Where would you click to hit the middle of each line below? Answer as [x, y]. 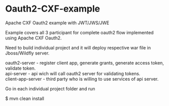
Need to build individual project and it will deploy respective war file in [78, 47]
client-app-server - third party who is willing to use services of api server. [82, 79]
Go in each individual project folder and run [50, 88]
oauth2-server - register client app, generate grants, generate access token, [84, 63]
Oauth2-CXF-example [53, 9]
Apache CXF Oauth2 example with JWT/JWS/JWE [57, 23]
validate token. [21, 68]
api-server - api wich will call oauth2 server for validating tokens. [73, 73]
